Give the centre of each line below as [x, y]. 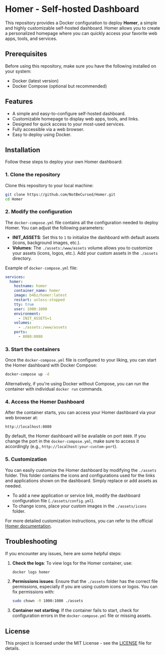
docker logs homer [31, 572]
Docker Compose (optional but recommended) [60, 86]
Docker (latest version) [35, 81]
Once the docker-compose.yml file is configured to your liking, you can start [81, 360]
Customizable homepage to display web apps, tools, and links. [76, 119]
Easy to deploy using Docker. [42, 134]
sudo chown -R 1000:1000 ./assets [48, 601]
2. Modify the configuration [39, 212]
